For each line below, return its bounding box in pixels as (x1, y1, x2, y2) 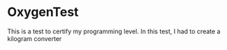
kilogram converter (7, 34, 62, 42)
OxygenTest (7, 4, 79, 20)
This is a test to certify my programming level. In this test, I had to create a (7, 27, 221, 35)
